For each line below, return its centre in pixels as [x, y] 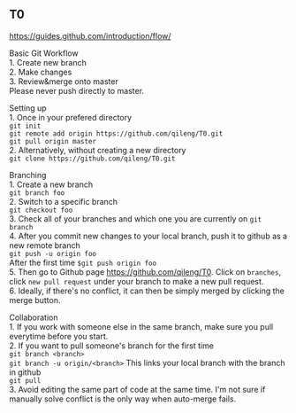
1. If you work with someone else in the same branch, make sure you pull [141, 326]
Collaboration [34, 317]
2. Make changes [41, 72]
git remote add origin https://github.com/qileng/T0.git [116, 133]
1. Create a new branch [51, 184]
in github [25, 372]
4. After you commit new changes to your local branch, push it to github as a [148, 236]
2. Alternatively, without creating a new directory [98, 150]
